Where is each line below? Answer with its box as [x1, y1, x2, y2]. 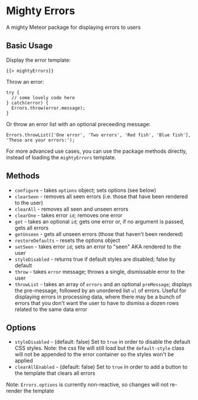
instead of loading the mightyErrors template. [6, 153, 117, 160]
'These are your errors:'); [6, 137, 75, 143]
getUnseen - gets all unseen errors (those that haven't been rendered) [14, 230, 183, 237]
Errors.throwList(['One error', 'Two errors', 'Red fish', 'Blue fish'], [6, 132, 192, 138]
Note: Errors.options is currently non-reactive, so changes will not [6, 381, 169, 388]
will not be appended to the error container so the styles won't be [14, 351, 174, 358]
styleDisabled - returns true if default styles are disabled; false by [14, 255, 176, 263]
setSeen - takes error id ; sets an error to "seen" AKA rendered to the [14, 243, 181, 250]
